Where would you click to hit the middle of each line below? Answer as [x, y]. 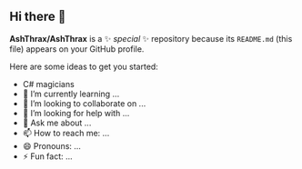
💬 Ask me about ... [57, 123]
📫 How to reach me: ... [66, 133]
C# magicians [48, 84]
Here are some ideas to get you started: [84, 66]
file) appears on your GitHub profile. [77, 49]
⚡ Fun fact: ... [47, 156]
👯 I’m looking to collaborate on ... [84, 103]
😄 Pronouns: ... [52, 145]
